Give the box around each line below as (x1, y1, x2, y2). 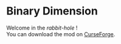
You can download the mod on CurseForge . (6, 30, 116, 37)
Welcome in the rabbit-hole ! (6, 24, 78, 31)
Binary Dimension (6, 4, 99, 18)
